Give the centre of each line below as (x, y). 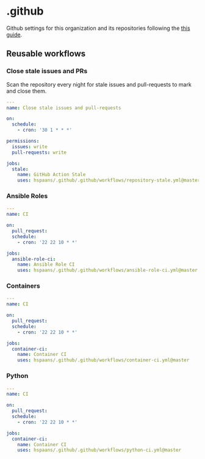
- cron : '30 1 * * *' (45, 130)
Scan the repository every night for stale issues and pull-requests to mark (99, 84)
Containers (23, 286)
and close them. (27, 91)
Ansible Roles (27, 196)
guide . (14, 34)
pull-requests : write (39, 152)
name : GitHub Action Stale (52, 175)
